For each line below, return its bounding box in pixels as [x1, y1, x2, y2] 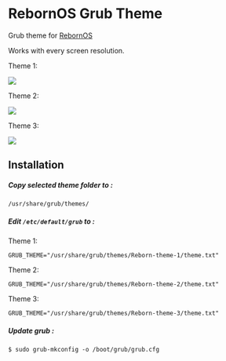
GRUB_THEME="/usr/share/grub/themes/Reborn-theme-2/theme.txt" [8, 280, 220, 289]
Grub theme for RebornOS [8, 31, 93, 40]
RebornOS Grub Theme [8, 5, 163, 23]
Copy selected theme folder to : [8, 180, 114, 189]
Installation [8, 159, 64, 172]
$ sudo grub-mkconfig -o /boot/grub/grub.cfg [8, 346, 159, 354]
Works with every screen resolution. [8, 46, 125, 55]
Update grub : [8, 326, 55, 335]
